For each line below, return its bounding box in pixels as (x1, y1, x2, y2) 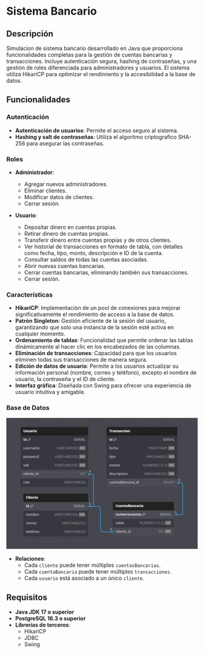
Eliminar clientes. (24, 187, 67, 194)
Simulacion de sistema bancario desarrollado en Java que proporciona (6, 44, 183, 52)
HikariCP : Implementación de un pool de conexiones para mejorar (15, 304, 181, 312)
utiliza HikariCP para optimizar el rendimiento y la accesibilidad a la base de (6, 71, 195, 77)
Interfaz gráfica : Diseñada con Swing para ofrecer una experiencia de (15, 382, 192, 389)
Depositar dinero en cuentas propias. (24, 223, 117, 231)
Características (6, 290, 53, 299)
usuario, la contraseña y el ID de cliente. (15, 376, 116, 383)
